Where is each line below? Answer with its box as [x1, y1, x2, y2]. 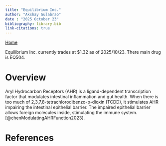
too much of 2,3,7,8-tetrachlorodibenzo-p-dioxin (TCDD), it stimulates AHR [5, 99, 159, 105]
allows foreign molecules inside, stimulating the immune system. [5, 110, 138, 116]
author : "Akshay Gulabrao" [5, 12, 61, 17]
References [5, 133, 54, 144]
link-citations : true [5, 26, 50, 31]
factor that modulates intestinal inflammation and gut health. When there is [5, 94, 159, 100]
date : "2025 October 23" [5, 16, 59, 21]
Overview [5, 72, 46, 83]
